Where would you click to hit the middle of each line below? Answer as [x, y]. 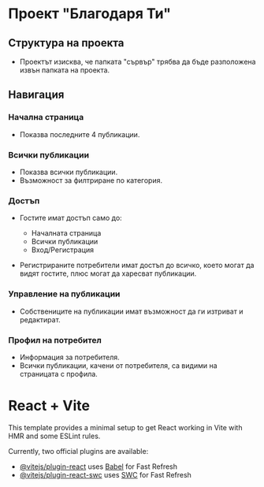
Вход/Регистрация [63, 250]
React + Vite [49, 406]
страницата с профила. [59, 374]
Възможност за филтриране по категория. [91, 180]
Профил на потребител [55, 340]
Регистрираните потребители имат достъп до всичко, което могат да [137, 266]
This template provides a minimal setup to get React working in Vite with [125, 427]
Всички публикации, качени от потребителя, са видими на [119, 365]
